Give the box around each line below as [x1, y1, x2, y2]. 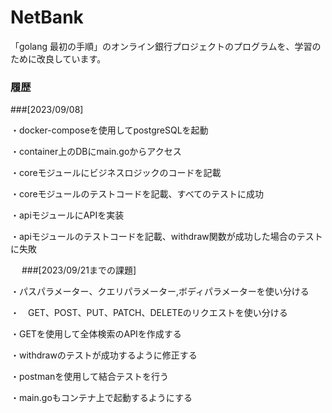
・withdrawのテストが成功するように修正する [10, 349, 198, 361]
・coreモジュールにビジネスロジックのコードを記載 [10, 167, 222, 179]
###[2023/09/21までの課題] [21, 264, 137, 276]
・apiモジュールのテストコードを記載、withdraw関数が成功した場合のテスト [10, 231, 323, 243]
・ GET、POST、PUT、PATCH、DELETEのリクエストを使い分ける [10, 307, 288, 319]
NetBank [10, 6, 84, 29]
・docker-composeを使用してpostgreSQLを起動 [10, 124, 209, 136]
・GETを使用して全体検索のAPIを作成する [10, 328, 182, 340]
